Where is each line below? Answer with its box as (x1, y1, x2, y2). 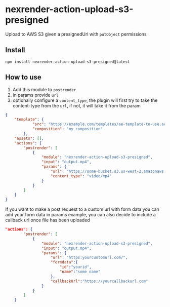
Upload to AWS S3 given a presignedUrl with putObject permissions (5, 31, 147, 37)
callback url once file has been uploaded (5, 217, 90, 223)
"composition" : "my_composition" (32, 127, 103, 132)
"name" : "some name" (59, 270, 101, 275)
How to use (5, 73, 41, 82)
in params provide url (12, 92, 59, 98)
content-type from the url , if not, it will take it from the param (12, 102, 141, 108)
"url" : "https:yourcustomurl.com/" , (50, 255, 128, 260)
